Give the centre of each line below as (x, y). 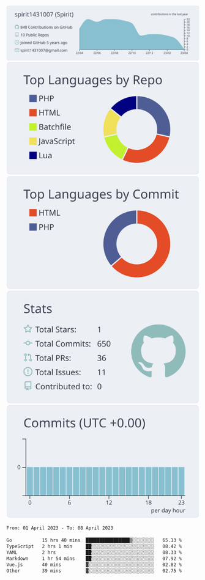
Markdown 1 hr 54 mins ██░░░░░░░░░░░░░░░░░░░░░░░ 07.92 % (94, 559)
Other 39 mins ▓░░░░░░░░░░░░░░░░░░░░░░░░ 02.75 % (94, 571)
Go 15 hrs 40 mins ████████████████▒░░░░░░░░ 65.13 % (94, 540)
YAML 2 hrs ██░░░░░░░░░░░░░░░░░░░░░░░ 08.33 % (94, 552)
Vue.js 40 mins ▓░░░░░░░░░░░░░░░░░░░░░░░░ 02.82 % (94, 565)
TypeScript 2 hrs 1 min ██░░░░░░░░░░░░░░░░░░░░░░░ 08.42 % (94, 546)
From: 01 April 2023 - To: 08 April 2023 (60, 528)
